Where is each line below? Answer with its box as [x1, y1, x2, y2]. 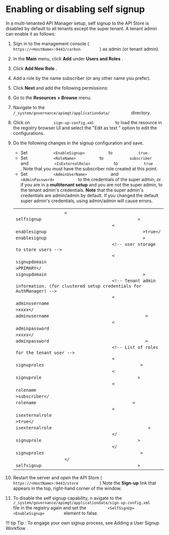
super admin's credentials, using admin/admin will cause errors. [20, 198, 153, 204]
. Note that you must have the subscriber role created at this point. [20, 165, 158, 171]
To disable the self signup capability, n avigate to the [13, 495, 122, 501]
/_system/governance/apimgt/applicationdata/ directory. [13, 110, 151, 116]
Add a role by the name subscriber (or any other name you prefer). [13, 75, 151, 81]
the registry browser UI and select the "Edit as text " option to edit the [13, 125, 157, 131]
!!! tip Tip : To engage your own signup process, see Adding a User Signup [6, 519, 159, 526]
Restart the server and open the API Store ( [13, 474, 102, 481]
